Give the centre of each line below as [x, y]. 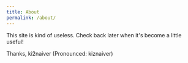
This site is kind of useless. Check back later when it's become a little [94, 35]
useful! [15, 42]
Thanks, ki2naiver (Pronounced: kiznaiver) [60, 53]
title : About [23, 12]
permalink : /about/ [31, 18]
